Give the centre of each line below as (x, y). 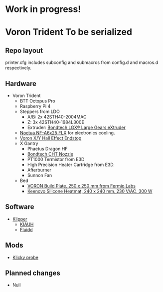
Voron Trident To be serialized (69, 32)
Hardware (21, 83)
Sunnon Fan (40, 175)
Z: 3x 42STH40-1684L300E (56, 122)
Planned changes (33, 273)
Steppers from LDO (40, 111)
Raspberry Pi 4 (35, 106)
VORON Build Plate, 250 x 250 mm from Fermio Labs (81, 186)
